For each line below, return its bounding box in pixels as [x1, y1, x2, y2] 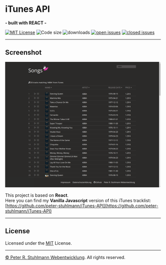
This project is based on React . [5, 192, 69, 198]
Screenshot [5, 48, 42, 57]
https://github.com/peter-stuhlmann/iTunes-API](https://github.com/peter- [6, 203, 159, 209]
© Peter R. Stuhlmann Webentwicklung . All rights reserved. [5, 254, 126, 260]
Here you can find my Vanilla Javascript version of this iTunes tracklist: [5, 197, 151, 203]
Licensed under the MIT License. [5, 240, 72, 246]
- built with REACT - [5, 20, 47, 26]
